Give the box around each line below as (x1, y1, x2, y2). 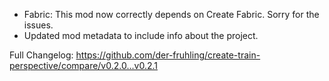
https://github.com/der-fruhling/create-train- (75, 49, 261, 61)
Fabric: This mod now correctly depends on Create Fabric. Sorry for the (23, 9, 320, 20)
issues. (23, 19, 54, 31)
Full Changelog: (9, 49, 74, 61)
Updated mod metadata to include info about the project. (23, 30, 259, 41)
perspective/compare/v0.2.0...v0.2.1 (9, 60, 158, 71)
